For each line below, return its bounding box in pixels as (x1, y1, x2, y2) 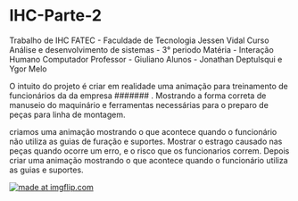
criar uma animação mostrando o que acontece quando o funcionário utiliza (9, 155, 288, 165)
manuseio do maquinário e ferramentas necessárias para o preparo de (9, 99, 269, 110)
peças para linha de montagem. (9, 109, 126, 120)
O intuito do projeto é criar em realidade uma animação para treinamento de (9, 80, 288, 91)
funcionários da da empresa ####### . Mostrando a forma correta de (9, 90, 267, 101)
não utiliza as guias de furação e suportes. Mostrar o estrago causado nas (9, 136, 283, 147)
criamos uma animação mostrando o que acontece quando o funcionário (9, 126, 277, 137)
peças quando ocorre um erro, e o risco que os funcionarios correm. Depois (9, 145, 290, 156)
